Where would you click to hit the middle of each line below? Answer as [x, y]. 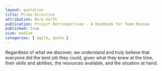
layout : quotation [24, 10]
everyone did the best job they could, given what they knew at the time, [79, 57]
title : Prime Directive [30, 15]
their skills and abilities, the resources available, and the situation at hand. [82, 63]
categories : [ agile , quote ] [37, 38]
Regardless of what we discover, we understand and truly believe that [77, 52]
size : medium [19, 33]
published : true [22, 29]
